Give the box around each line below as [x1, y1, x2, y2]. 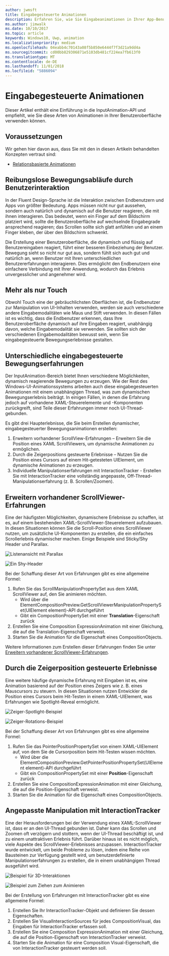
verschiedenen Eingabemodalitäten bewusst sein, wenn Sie [5, 332, 129, 338]
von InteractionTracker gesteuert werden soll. [12, 945, 107, 951]
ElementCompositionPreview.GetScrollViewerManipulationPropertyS [20, 602, 162, 608]
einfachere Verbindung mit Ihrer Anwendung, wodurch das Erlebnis [5, 266, 145, 272]
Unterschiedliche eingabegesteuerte [5, 351, 123, 360]
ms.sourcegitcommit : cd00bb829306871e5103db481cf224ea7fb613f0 [5, 50, 141, 55]
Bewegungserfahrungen [5, 359, 84, 368]
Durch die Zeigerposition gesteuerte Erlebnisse [5, 664, 157, 672]
